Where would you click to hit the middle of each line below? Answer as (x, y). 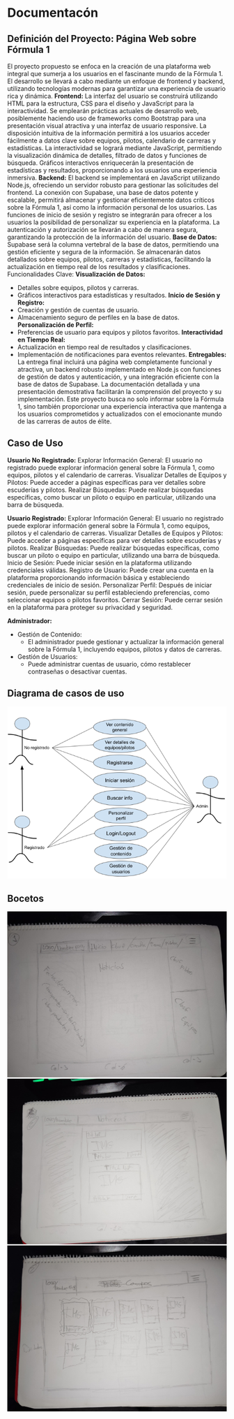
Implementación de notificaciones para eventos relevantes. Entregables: (122, 355)
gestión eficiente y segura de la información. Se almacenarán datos (104, 252)
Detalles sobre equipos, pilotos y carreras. (78, 288)
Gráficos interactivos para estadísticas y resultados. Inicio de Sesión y (119, 295)
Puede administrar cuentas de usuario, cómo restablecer (109, 664)
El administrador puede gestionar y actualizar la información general (126, 641)
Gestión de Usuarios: (47, 656)
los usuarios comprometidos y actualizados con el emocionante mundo (120, 414)
